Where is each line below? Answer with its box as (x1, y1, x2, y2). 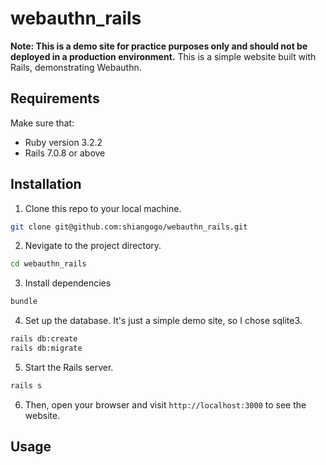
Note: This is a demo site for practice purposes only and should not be (10, 40, 308, 52)
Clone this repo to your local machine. (24, 202, 182, 214)
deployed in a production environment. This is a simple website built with (10, 50, 317, 62)
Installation (10, 176, 82, 193)
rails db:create (10, 334, 78, 344)
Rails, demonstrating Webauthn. (10, 61, 142, 73)
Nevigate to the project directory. (24, 240, 162, 252)
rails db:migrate (10, 343, 83, 354)
